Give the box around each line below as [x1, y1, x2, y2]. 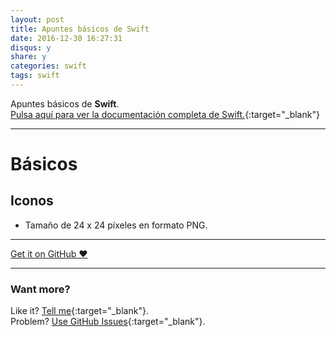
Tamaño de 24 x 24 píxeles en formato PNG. [24, 219, 208, 231]
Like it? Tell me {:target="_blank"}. [10, 305, 149, 317]
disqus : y [10, 42, 52, 53]
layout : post [10, 14, 65, 25]
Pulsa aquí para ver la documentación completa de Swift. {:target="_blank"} [10, 108, 320, 120]
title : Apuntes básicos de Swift [10, 24, 150, 34]
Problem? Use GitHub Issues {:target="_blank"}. [10, 316, 206, 328]
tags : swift [10, 71, 60, 81]
